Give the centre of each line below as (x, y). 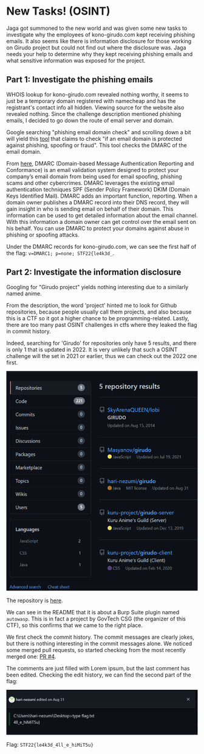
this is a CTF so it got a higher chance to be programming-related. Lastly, (98, 318)
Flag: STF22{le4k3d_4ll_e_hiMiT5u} (50, 745)
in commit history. (29, 331)
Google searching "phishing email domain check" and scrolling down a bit (99, 132)
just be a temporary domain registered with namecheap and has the (91, 101)
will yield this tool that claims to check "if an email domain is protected (94, 138)
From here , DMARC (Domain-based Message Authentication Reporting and (100, 163)
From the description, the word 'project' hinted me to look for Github (92, 305)
